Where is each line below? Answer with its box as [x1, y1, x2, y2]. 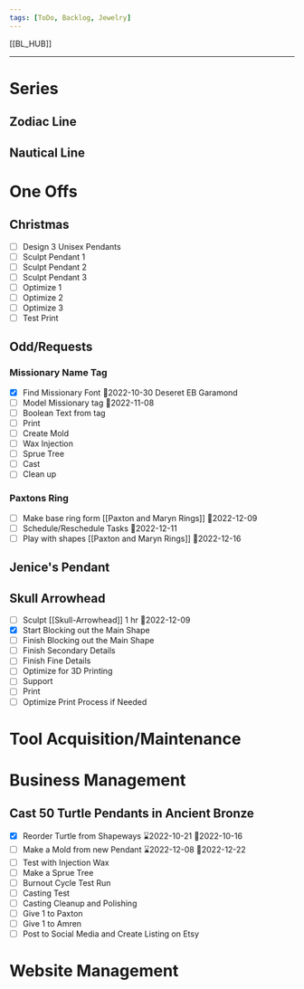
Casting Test [22, 888, 71, 899]
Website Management [9, 961, 179, 982]
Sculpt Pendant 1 [22, 251, 86, 262]
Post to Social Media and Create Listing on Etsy [22, 928, 200, 939]
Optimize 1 [22, 281, 62, 292]
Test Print [22, 313, 59, 324]
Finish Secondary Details [22, 645, 116, 656]
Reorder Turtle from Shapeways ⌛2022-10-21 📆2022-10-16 [22, 830, 242, 842]
